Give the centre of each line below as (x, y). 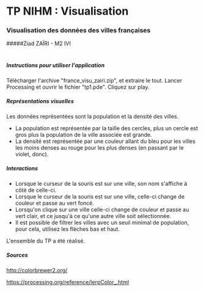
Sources (17, 255)
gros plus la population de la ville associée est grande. (84, 135)
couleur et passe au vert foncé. (55, 203)
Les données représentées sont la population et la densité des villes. (93, 117)
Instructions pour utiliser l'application (56, 65)
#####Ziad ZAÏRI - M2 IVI (39, 43)
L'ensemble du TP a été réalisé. (46, 241)
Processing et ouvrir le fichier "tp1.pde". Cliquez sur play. (78, 87)
